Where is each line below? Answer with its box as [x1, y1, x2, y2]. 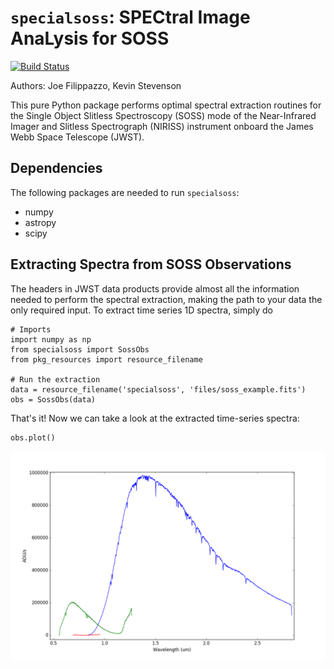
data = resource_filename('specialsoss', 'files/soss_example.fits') [10, 384, 307, 395]
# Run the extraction [10, 374, 101, 385]
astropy [24, 216, 57, 228]
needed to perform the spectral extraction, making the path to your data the [10, 293, 323, 305]
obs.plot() [10, 432, 56, 443]
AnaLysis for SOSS [10, 27, 170, 50]
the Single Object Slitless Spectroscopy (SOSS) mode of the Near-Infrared [10, 109, 317, 121]
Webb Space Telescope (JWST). [10, 131, 145, 143]
